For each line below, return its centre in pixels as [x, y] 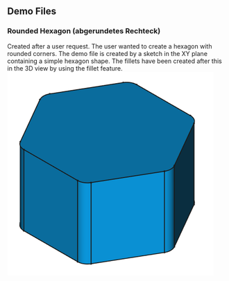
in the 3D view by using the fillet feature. [65, 68]
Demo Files [32, 11]
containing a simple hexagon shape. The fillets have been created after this [114, 61]
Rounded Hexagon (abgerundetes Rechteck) [84, 31]
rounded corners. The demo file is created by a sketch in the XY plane [108, 53]
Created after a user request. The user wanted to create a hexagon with [110, 46]
